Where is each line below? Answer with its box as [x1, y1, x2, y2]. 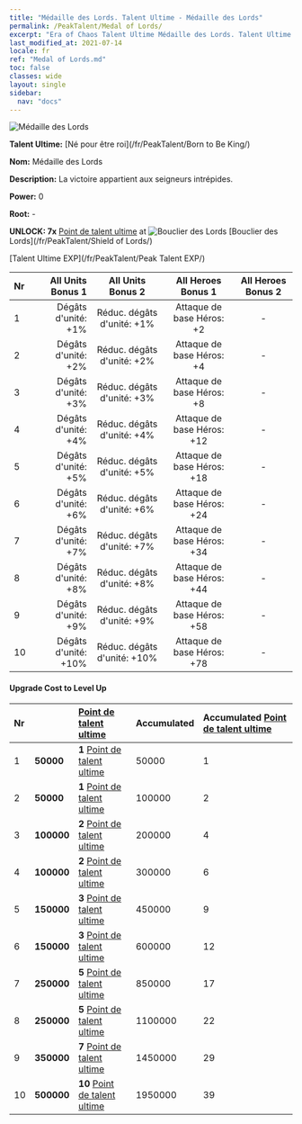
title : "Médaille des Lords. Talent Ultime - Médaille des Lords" [9, 13, 263, 22]
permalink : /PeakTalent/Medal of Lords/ [9, 22, 164, 31]
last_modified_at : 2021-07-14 [9, 38, 123, 48]
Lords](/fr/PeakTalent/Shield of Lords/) [9, 236, 153, 247]
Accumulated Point [202, 711, 288, 724]
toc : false [9, 64, 50, 73]
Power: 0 [9, 191, 44, 202]
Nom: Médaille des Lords [9, 157, 103, 167]
